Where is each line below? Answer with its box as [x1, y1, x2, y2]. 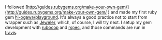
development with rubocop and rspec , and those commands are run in [5, 25, 146, 30]
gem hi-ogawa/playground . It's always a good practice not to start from [5, 14, 147, 20]
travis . [5, 30, 18, 35]
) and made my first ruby [108, 9, 157, 15]
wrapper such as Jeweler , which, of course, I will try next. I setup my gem [5, 19, 152, 25]
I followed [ [5, 4, 28, 10]
